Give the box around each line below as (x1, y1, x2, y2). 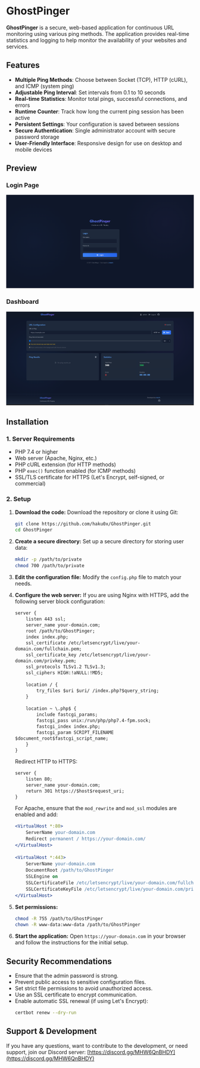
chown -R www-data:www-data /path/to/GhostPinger (14, 922, 141, 928)
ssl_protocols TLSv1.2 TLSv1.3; (26, 664, 106, 670)
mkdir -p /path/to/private (14, 556, 82, 562)
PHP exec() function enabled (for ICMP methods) (14, 467, 136, 475)
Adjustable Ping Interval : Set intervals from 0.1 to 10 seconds (14, 88, 165, 96)
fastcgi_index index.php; (36, 724, 101, 730)
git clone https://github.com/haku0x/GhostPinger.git (14, 521, 151, 527)
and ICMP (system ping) (14, 82, 74, 90)
